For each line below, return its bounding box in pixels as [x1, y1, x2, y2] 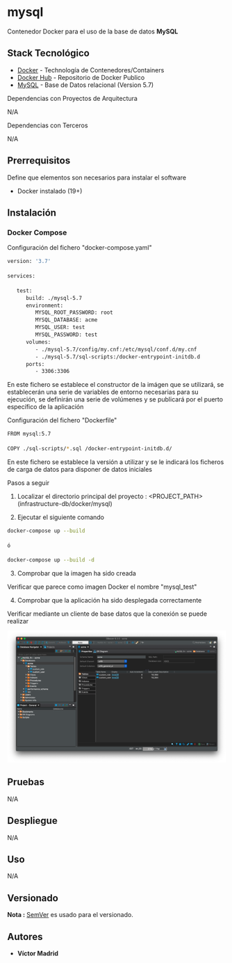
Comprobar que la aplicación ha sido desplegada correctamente [17, 596, 202, 605]
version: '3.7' [7, 258, 51, 265]
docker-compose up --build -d [7, 557, 95, 564]
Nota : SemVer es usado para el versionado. [7, 911, 133, 919]
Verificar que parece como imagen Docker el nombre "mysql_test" [7, 582, 197, 591]
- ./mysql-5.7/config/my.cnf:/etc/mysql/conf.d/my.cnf [35, 346, 197, 353]
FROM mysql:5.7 [7, 431, 51, 438]
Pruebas [7, 777, 45, 788]
